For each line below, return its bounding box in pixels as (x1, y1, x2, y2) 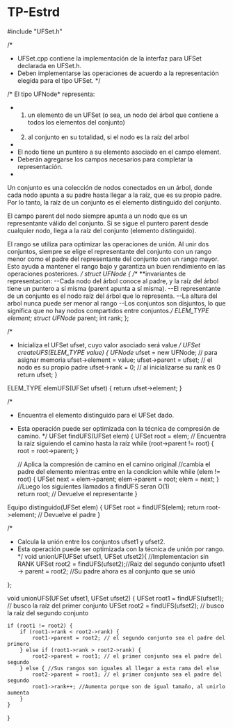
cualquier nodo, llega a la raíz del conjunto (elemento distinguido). (7, 226, 197, 235)
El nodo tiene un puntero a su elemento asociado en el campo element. (17, 148, 221, 156)
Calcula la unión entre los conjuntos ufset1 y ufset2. (17, 537, 166, 546)
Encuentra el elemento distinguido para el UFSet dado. (17, 411, 175, 419)
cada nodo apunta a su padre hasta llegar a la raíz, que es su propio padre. (7, 191, 223, 199)
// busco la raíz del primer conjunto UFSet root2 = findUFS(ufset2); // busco (7, 601, 225, 610)
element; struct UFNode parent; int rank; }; (7, 314, 129, 322)
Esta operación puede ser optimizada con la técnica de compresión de (17, 424, 220, 432)
